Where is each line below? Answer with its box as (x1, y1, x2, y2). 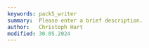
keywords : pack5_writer (7, 10, 77, 18)
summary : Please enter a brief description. (7, 17, 143, 24)
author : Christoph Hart (7, 23, 83, 30)
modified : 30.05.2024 (7, 30, 71, 37)
